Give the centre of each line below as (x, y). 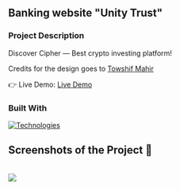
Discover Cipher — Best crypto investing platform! (90, 53)
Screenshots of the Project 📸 (80, 150)
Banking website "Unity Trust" (86, 13)
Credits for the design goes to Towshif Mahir (81, 68)
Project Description (46, 36)
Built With (28, 108)
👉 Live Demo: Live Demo (50, 84)
